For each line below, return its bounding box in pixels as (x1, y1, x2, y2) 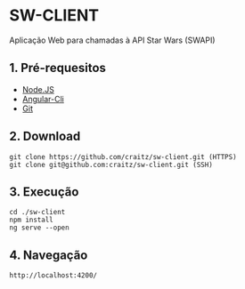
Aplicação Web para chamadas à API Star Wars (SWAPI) (9, 35, 216, 45)
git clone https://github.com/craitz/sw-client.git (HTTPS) (9, 152, 238, 161)
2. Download (9, 129, 81, 144)
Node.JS (21, 84, 55, 94)
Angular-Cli (21, 93, 65, 104)
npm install (9, 215, 53, 225)
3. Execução (9, 184, 79, 199)
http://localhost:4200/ (9, 271, 98, 280)
